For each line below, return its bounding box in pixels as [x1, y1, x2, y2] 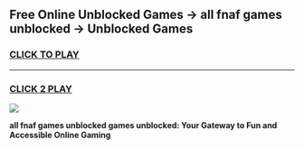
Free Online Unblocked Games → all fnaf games [9, 7, 282, 23]
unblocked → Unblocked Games [9, 22, 194, 37]
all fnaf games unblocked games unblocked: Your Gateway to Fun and [9, 119, 278, 130]
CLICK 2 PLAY [9, 82, 72, 95]
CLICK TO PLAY [9, 49, 80, 61]
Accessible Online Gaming [9, 129, 111, 140]
